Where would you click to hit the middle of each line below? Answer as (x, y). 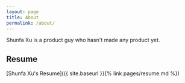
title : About (23, 17)
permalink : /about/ (31, 23)
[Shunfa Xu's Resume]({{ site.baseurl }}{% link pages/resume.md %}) (93, 73)
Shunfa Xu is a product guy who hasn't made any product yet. (83, 40)
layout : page (23, 12)
